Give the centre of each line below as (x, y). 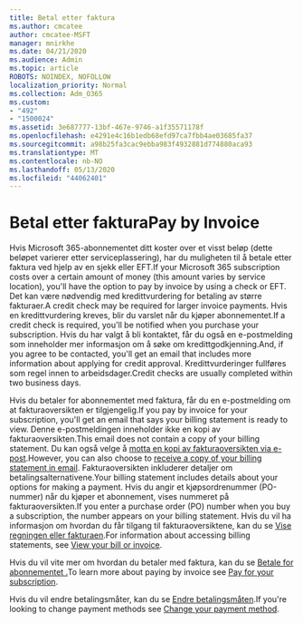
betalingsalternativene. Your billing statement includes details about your (144, 478)
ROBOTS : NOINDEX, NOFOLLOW (60, 77)
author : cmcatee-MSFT (50, 34)
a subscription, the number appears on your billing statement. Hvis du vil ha (151, 516)
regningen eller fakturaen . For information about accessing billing (130, 535)
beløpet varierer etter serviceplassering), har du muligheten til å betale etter (151, 258)
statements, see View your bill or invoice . (86, 545)
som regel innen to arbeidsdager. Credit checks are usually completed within (151, 374)
